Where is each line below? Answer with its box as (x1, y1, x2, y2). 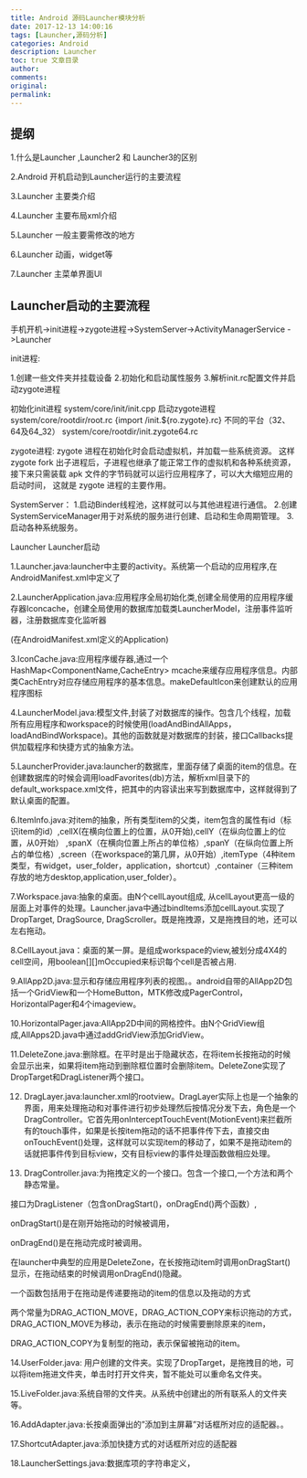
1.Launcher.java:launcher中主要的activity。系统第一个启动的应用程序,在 (10, 561, 278, 572)
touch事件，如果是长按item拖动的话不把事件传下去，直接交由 (39, 1125, 270, 1136)
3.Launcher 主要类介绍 (10, 191, 96, 202)
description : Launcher (10, 48, 97, 57)
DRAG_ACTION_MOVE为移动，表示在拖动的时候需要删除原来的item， (10, 1318, 270, 1330)
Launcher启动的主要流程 (10, 298, 150, 314)
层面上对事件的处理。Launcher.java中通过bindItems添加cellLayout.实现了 (10, 902, 286, 914)
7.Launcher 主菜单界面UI (10, 269, 103, 280)
